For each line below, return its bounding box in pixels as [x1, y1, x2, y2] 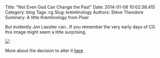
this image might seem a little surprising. [5, 29, 87, 35]
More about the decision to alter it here [5, 48, 83, 53]
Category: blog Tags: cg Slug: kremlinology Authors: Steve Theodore [5, 9, 144, 15]
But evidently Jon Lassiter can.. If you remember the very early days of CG [5, 24, 156, 30]
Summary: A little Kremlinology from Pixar [5, 15, 89, 20]
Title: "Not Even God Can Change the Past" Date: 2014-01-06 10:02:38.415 [5, 4, 155, 10]
